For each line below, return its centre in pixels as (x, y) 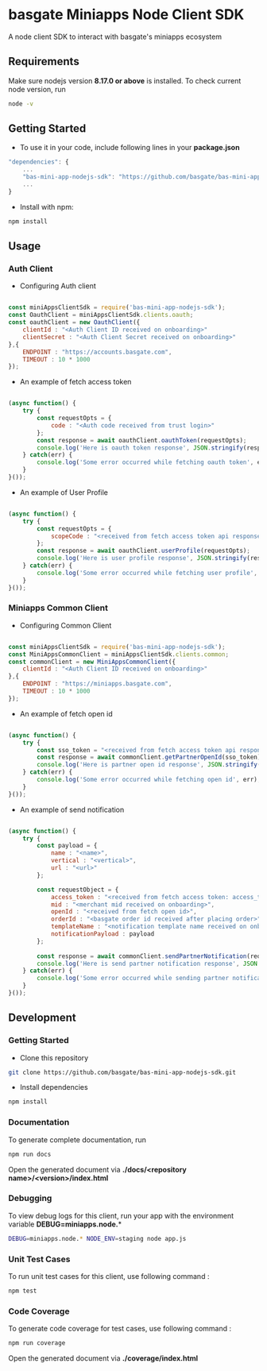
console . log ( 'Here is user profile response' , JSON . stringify (142, 558)
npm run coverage (37, 1343)
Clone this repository (54, 1057)
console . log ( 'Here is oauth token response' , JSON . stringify (140, 448)
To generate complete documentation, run (77, 1139)
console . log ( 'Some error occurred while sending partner (133, 979)
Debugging (30, 1199)
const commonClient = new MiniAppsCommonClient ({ (92, 662)
